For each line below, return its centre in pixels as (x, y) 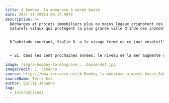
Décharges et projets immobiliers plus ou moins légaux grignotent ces (87, 24)
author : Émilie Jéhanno (30, 83)
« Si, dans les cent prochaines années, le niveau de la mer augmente (85, 56)
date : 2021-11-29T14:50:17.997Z (39, 15)
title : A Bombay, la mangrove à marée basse (53, 10)
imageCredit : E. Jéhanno (31, 69)
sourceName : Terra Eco (29, 78)
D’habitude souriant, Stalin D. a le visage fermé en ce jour (76, 42)
